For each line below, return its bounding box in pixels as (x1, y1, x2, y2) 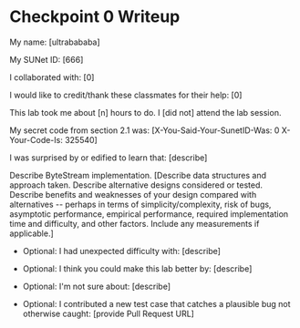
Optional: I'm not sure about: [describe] (22, 281, 171, 292)
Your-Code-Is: (9, 134, 64, 145)
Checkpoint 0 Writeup (9, 6, 181, 27)
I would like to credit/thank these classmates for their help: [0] (9, 89, 243, 100)
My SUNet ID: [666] (9, 54, 84, 65)
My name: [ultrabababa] (9, 36, 100, 47)
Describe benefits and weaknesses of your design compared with (9, 189, 257, 200)
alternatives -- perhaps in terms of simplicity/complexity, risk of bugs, (9, 199, 272, 210)
